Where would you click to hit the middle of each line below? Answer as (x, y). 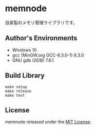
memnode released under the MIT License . (48, 122)
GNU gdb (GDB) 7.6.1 (33, 60)
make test (15, 95)
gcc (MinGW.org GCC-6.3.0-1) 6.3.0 (48, 55)
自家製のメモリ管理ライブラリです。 (41, 22)
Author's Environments (41, 38)
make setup (16, 87)
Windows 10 (24, 50)
